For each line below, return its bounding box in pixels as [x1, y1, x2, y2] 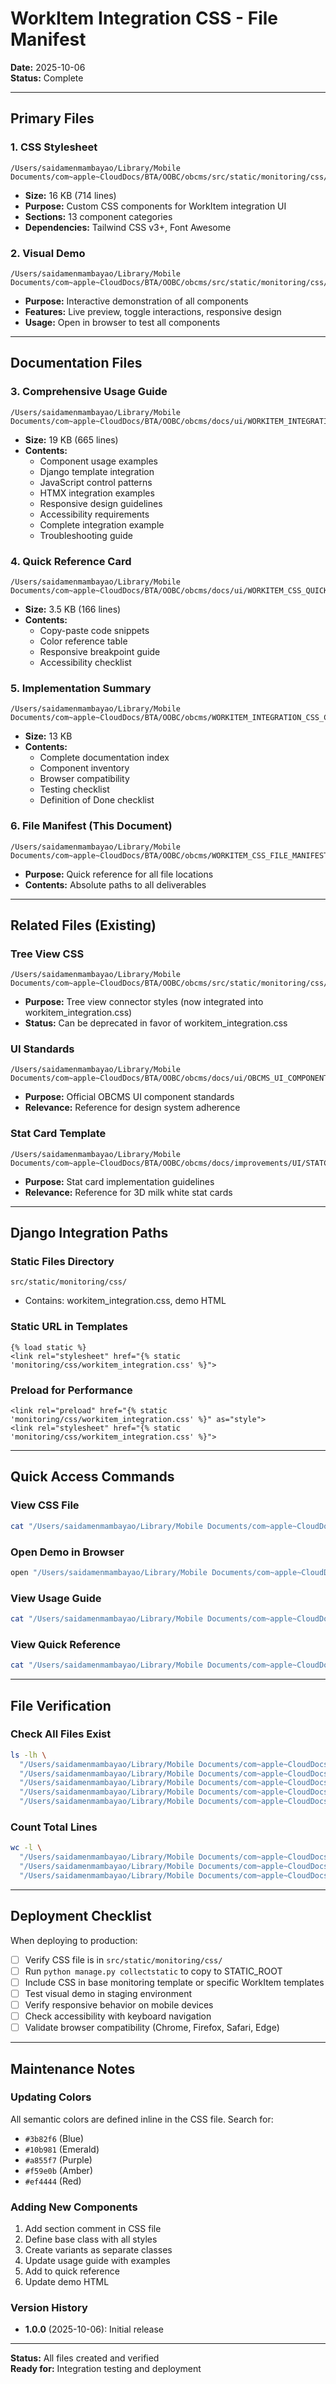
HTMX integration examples [39, 487, 155, 499]
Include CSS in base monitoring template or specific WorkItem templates [24, 1976, 325, 1988]
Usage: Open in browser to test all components [24, 316, 221, 328]
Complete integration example [39, 518, 165, 531]
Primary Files [10, 110, 95, 127]
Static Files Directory [10, 1255, 115, 1269]
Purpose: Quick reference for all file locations [24, 868, 214, 880]
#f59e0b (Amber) [24, 2164, 93, 2176]
